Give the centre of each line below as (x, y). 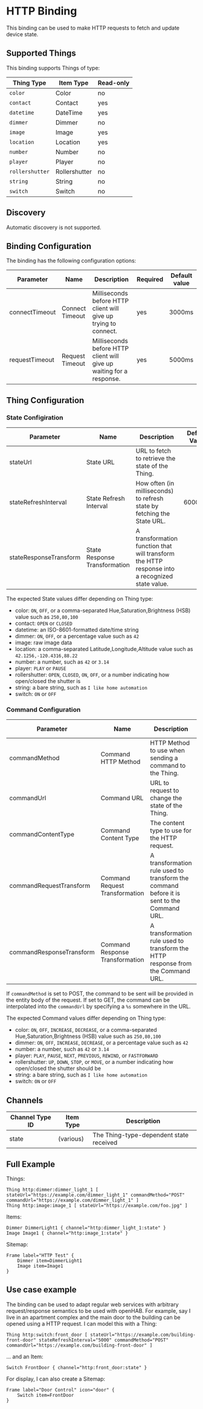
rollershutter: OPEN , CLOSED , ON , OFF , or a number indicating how (92, 675)
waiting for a (110, 371)
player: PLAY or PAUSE (40, 669)
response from (171, 964)
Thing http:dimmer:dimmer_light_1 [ (52, 1190)
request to (165, 791)
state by (147, 506)
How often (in (155, 484)
